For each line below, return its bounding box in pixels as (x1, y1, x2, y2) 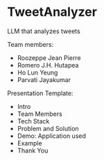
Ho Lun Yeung (17, 68, 58, 77)
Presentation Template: (7, 89, 73, 97)
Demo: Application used (17, 132, 87, 140)
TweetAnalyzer (7, 4, 97, 20)
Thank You (17, 146, 49, 154)
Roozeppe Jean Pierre (17, 53, 81, 62)
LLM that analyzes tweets (7, 27, 81, 35)
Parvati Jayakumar (17, 75, 71, 83)
